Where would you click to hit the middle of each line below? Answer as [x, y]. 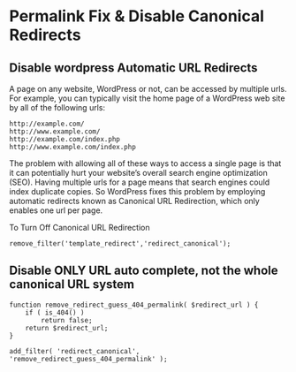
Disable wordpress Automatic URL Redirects [133, 68]
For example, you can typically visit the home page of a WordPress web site [147, 98]
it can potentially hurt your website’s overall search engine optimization [138, 173]
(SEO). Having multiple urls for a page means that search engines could [140, 182]
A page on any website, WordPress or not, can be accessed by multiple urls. [148, 89]
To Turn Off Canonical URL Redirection [80, 228]
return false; [67, 320]
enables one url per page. [56, 210]
